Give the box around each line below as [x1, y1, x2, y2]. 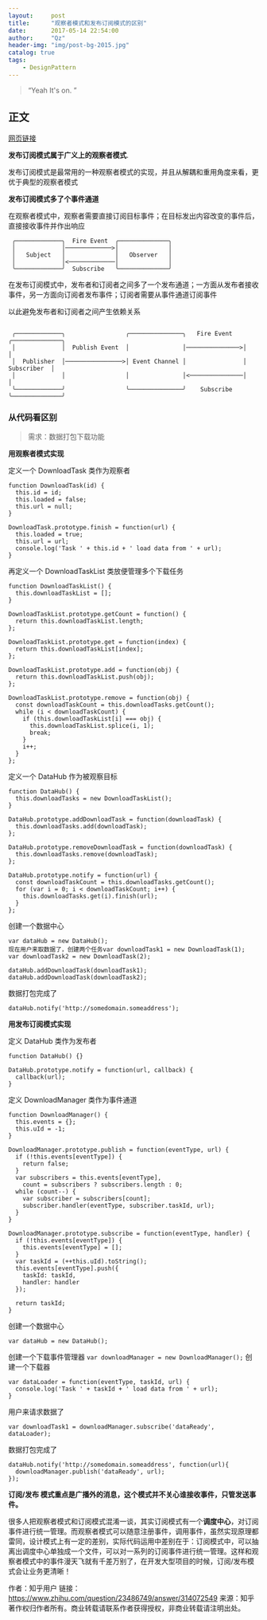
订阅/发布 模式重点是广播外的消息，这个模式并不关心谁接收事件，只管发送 [8, 1489, 250, 1499]
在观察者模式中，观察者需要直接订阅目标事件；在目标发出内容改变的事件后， [8, 210, 259, 220]
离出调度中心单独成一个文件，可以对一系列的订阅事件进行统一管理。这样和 [8, 1546, 252, 1555]
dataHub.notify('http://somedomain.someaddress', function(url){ [8, 1461, 229, 1469]
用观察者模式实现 [8, 448, 64, 458]
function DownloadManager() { [8, 1111, 109, 1119]
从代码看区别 [8, 412, 58, 423]
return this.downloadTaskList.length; [15, 617, 145, 625]
